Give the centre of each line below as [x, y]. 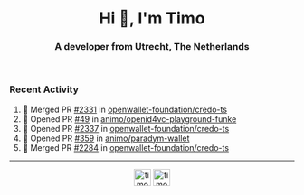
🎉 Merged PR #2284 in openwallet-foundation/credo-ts [125, 147]
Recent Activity [44, 89]
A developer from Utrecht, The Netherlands [152, 47]
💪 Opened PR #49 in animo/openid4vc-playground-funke [129, 119]
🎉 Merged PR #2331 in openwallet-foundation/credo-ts [125, 109]
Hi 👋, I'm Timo [152, 19]
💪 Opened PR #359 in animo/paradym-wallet [106, 138]
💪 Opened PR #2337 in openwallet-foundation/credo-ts [126, 128]
